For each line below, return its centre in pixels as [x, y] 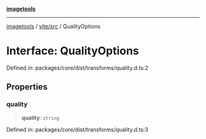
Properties [27, 87]
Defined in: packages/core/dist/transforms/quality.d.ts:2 [77, 68]
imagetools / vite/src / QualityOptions [54, 26]
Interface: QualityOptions [73, 51]
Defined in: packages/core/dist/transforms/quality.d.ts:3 [77, 129]
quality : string [40, 118]
